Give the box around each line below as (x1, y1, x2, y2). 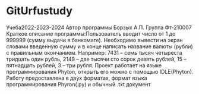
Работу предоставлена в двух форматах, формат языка (6, 74, 147, 82)
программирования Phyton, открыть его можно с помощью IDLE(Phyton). (6, 68, 194, 75)
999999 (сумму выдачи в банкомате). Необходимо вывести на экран (6, 36, 183, 43)
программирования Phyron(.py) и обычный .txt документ (6, 80, 151, 87)
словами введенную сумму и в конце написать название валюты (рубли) (6, 43, 193, 50)
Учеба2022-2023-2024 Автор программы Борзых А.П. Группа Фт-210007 (6, 24, 192, 31)
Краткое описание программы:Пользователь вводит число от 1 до (6, 30, 176, 37)
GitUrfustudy (6, 4, 73, 18)
